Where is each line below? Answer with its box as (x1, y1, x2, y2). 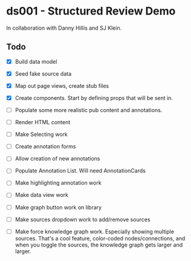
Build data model (15, 58, 57, 65)
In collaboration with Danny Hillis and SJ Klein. (6, 24, 122, 31)
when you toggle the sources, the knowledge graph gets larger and (15, 241, 183, 248)
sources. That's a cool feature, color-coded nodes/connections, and (15, 234, 186, 242)
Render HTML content (15, 119, 71, 126)
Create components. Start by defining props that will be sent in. (15, 94, 173, 101)
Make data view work (15, 191, 68, 199)
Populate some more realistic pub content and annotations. (15, 107, 163, 113)
